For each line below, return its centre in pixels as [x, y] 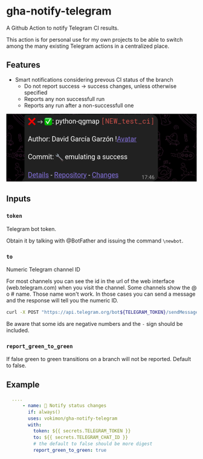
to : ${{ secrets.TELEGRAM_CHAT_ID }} [81, 438]
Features [23, 65]
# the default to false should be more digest [93, 444]
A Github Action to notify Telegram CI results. [63, 28]
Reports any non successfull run [64, 99]
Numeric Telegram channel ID [43, 270]
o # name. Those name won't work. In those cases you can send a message [101, 294]
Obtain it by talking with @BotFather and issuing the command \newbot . [95, 241]
